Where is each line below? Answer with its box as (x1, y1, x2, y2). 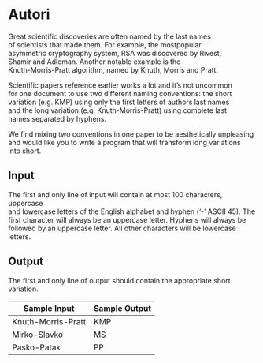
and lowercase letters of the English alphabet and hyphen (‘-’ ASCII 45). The (8, 207, 256, 216)
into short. (8, 146, 42, 155)
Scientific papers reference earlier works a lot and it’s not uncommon (8, 80, 232, 90)
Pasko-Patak (12, 342, 61, 353)
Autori (8, 6, 50, 24)
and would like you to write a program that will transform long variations (8, 137, 242, 147)
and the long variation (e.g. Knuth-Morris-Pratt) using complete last (8, 105, 227, 115)
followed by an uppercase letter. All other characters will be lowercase (8, 223, 236, 233)
